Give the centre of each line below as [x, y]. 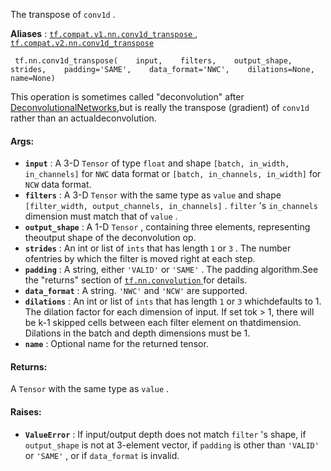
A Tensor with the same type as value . [90, 389]
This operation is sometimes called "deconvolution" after [127, 97]
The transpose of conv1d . [63, 14]
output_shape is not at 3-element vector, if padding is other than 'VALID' [172, 445]
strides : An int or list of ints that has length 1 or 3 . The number [158, 248]
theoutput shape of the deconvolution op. [110, 238]
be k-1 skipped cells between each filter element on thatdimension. [163, 323]
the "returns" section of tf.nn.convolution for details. [136, 280]
